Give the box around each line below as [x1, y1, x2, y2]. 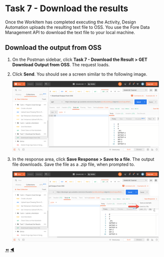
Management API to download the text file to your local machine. [5, 29, 135, 35]
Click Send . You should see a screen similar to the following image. [12, 71, 147, 77]
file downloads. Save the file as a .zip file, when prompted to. [12, 161, 135, 167]
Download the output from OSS [5, 43, 102, 52]
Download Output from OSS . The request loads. [12, 61, 110, 67]
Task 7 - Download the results [5, 3, 128, 14]
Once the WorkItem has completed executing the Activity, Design [5, 19, 137, 25]
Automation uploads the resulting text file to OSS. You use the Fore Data [5, 24, 150, 30]
